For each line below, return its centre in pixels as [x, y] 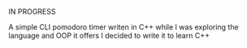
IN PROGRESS [32, 12]
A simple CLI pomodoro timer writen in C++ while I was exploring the [123, 27]
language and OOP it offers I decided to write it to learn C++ [109, 36]
